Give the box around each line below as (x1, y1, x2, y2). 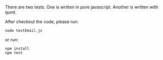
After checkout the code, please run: (5, 19, 79, 24)
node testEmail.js (5, 28, 42, 33)
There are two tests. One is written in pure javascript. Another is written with (5, 4, 159, 10)
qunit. (5, 9, 17, 15)
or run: (5, 37, 19, 42)
